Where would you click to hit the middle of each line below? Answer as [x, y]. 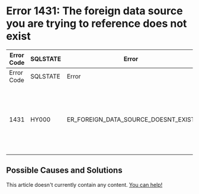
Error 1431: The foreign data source [94, 11]
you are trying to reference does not [97, 24]
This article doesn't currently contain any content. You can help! [84, 184]
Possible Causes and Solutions [64, 170]
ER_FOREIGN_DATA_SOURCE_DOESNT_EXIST [131, 119]
